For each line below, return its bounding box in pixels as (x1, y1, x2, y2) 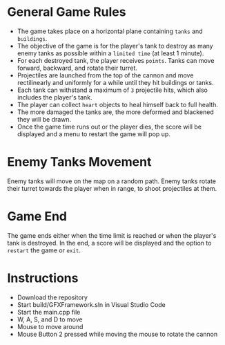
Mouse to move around (17, 322, 84, 330)
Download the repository (17, 293, 88, 301)
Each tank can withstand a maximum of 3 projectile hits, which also (17, 86, 208, 94)
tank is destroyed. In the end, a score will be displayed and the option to (7, 239, 212, 247)
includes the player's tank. (17, 93, 92, 101)
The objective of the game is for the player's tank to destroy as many (17, 41, 213, 50)
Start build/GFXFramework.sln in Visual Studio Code (17, 300, 166, 308)
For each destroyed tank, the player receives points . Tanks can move (17, 56, 215, 64)
